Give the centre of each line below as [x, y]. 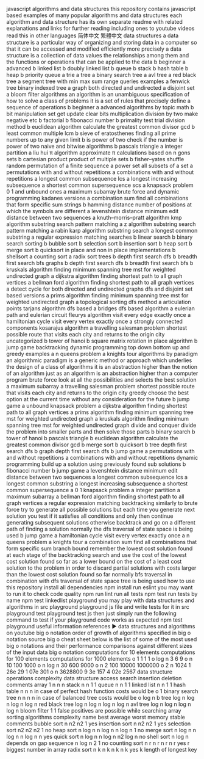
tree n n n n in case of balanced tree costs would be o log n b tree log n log [100, 698]
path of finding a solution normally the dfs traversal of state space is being [100, 529]
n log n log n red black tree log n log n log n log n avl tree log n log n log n [99, 704]
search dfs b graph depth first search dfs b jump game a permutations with [100, 451]
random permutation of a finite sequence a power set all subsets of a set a [100, 165]
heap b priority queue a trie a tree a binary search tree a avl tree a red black [101, 75]
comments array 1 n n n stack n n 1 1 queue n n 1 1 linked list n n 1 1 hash [96, 685]
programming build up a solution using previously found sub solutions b [96, 464]
